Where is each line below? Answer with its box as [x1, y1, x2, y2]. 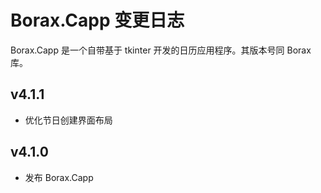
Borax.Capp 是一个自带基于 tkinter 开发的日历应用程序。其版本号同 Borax [10, 44, 312, 56]
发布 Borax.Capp [24, 171, 94, 183]
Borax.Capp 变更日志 [10, 9, 185, 32]
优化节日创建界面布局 [24, 114, 113, 126]
